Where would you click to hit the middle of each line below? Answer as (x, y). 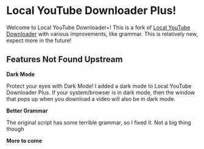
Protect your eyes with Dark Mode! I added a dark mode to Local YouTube (99, 86)
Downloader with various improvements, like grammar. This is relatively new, (102, 33)
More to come (24, 140)
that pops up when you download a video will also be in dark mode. (91, 99)
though (15, 129)
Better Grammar (27, 111)
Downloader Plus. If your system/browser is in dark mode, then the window (101, 92)
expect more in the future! (39, 40)
